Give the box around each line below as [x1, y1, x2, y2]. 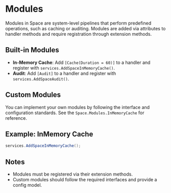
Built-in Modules [5, 46, 60, 54]
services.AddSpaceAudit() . [12, 75, 69, 82]
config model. [12, 182, 42, 188]
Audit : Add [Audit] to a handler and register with [12, 70, 116, 76]
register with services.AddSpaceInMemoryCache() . [12, 65, 115, 71]
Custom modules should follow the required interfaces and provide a [12, 177, 157, 183]
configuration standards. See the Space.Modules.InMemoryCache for [5, 110, 144, 116]
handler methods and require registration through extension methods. [5, 31, 152, 37]
